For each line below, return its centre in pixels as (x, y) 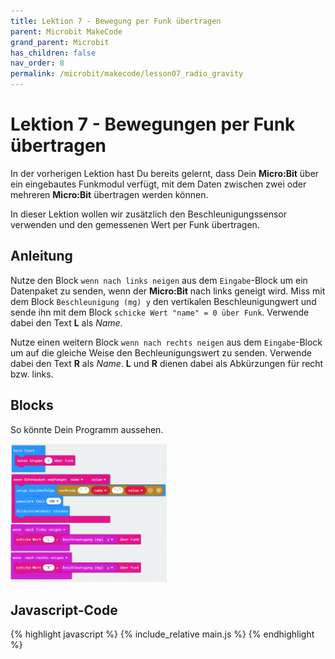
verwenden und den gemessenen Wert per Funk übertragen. (135, 224)
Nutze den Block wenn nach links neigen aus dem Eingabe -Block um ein (159, 280)
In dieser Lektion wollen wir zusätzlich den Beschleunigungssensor (148, 214)
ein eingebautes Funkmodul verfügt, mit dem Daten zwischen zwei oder (158, 184)
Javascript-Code (64, 610)
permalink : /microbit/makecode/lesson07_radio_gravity (127, 74)
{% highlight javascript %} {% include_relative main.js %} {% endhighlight (162, 634)
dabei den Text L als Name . (66, 322)
